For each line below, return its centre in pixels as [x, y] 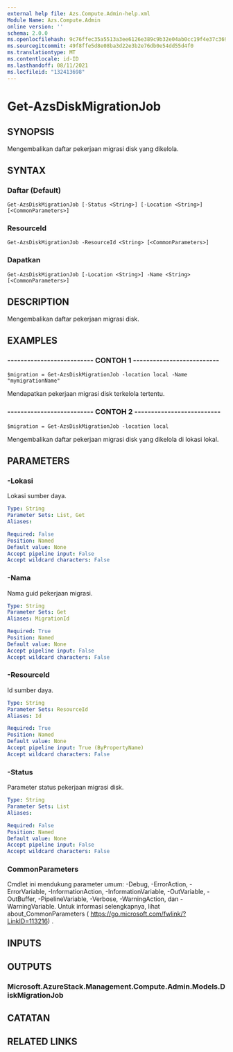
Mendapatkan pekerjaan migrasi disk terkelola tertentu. [86, 394]
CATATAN [29, 1018]
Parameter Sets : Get [37, 612]
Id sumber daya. [31, 690]
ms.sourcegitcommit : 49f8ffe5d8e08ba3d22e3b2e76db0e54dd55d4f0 [101, 46]
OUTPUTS [29, 967]
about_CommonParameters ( [48, 914]
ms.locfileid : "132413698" [46, 72]
